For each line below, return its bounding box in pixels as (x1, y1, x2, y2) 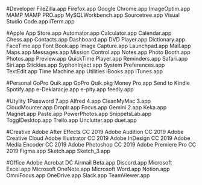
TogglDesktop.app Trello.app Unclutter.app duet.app (6, 117, 137, 124)
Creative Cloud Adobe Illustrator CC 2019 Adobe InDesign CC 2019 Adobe (6, 135, 191, 142)
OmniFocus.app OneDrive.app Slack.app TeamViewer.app (6, 172, 150, 179)
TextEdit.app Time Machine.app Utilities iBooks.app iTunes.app (6, 68, 163, 74)
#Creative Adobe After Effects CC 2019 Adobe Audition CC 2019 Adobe (6, 129, 184, 135)
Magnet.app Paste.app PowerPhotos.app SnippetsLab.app (6, 111, 152, 117)
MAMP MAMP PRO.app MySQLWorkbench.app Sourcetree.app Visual (6, 11, 180, 19)
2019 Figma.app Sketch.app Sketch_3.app (6, 147, 110, 154)
